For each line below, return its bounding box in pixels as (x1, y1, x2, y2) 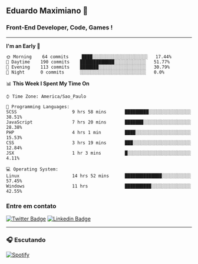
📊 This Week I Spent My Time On (6, 80, 90, 87)
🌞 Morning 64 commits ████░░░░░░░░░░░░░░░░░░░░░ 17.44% (6, 54, 172, 59)
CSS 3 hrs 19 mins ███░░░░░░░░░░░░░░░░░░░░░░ (6, 139, 192, 146)
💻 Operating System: (6, 166, 59, 172)
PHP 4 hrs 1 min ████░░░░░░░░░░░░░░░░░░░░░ (6, 129, 192, 135)
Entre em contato (6, 202, 57, 210)
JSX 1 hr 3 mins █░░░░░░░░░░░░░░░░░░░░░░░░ (6, 150, 192, 156)
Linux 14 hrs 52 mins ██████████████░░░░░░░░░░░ (6, 173, 192, 179)
